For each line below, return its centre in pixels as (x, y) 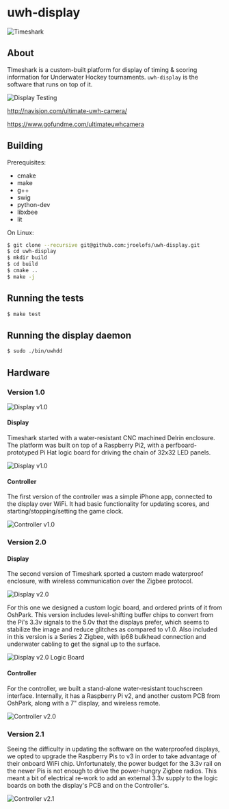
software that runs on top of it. (50, 84)
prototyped (23, 452)
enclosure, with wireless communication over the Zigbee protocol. (100, 581)
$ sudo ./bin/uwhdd (35, 351)
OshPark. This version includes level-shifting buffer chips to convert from (110, 615)
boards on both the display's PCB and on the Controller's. (88, 785)
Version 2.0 (27, 542)
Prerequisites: (27, 162)
